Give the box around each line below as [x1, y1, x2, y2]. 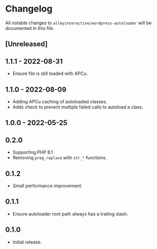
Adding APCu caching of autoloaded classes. [12, 98, 107, 104]
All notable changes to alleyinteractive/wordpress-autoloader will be [5, 20, 152, 26]
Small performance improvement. [12, 183, 83, 189]
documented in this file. [5, 25, 55, 31]
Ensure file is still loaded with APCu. [12, 70, 88, 76]
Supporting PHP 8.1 [12, 149, 53, 155]
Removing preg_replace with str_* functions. [12, 155, 107, 161]
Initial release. [12, 239, 42, 245]
